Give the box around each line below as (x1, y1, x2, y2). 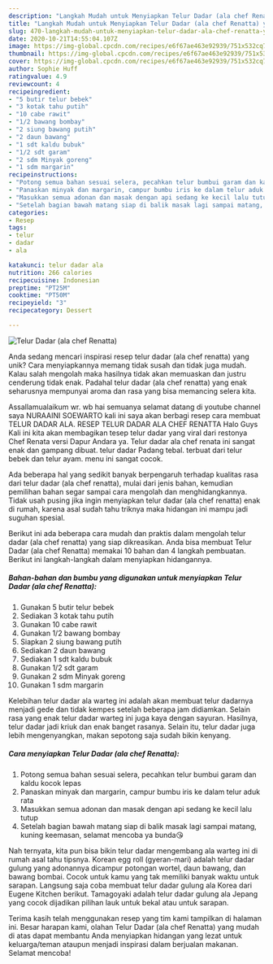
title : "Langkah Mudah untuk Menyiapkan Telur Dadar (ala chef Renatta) (8, 20, 260, 28)
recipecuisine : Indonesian (8, 276, 100, 285)
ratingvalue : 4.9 (8, 72, 67, 81)
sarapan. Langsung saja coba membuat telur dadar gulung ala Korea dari (8, 880, 253, 890)
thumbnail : (8, 50, 45, 58)
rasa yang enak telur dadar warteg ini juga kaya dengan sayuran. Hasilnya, (8, 713, 258, 722)
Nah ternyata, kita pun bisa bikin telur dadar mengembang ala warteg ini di (8, 845, 258, 855)
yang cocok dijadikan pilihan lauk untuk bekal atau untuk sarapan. (8, 897, 229, 907)
